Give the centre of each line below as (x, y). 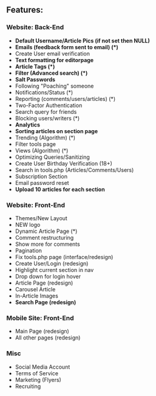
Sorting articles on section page (56, 131)
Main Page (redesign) (42, 332)
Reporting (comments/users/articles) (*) (65, 99)
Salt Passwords (35, 79)
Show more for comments (47, 244)
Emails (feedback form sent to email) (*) (66, 47)
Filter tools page (36, 144)
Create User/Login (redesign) (52, 263)
